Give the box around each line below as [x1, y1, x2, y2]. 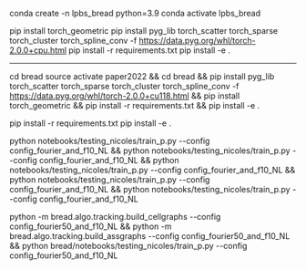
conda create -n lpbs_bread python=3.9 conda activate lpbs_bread [9, 8, 261, 18]
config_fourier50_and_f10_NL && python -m [9, 221, 172, 232]
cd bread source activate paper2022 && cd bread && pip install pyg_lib [9, 71, 275, 81]
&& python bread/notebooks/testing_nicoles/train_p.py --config [9, 241, 248, 251]
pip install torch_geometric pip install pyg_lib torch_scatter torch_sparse [9, 26, 279, 36]
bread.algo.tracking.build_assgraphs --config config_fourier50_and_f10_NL [9, 231, 291, 241]
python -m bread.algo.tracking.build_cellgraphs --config [9, 212, 221, 222]
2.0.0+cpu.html [9, 45, 66, 56]
